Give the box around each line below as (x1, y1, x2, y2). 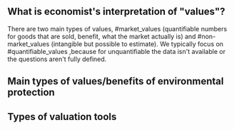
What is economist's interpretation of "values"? (7, 6, 225, 18)
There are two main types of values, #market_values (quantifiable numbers (7, 24, 228, 33)
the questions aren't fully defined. (7, 55, 107, 63)
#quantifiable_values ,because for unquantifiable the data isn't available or (7, 47, 226, 55)
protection (7, 87, 55, 99)
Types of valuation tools (7, 110, 117, 123)
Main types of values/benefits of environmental (7, 75, 224, 87)
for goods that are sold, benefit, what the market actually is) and (7, 32, 196, 40)
